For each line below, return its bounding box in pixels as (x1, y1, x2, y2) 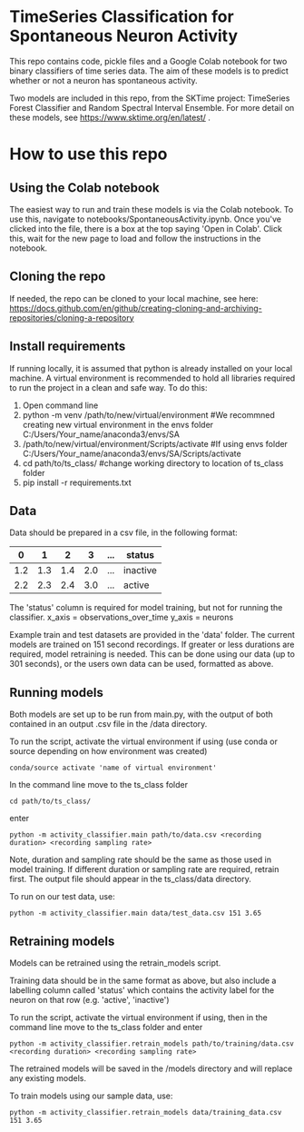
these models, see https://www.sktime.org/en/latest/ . (9, 112, 211, 123)
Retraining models (9, 933, 115, 948)
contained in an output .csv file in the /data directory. (9, 719, 208, 730)
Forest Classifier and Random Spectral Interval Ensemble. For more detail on (9, 102, 295, 113)
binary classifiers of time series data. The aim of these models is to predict (9, 65, 289, 76)
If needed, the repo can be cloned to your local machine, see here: (9, 293, 259, 303)
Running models (9, 684, 104, 700)
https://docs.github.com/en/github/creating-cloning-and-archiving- (9, 303, 263, 313)
